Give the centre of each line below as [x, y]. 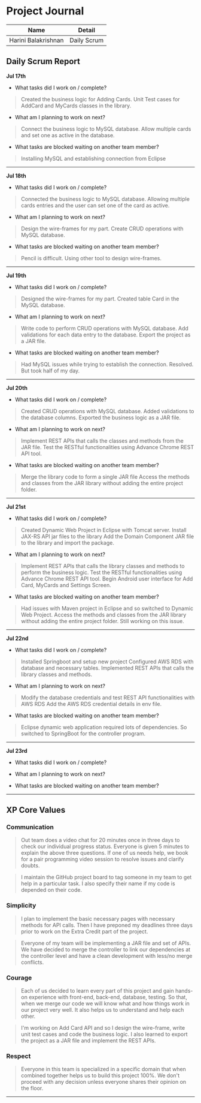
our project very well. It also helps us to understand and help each [102, 1010]
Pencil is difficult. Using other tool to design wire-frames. [91, 258]
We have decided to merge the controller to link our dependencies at [106, 949]
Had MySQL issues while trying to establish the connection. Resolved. [107, 364]
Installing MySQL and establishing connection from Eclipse [93, 158]
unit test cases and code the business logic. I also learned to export [104, 1034]
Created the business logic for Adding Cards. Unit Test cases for [100, 99]
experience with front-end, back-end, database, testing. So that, [108, 997]
